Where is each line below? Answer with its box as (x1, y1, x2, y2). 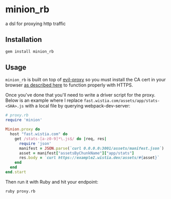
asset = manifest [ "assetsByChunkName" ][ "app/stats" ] (18, 150, 135, 156)
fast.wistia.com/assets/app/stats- (84, 98, 160, 103)
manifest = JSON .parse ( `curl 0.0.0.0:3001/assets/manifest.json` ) (18, 146, 164, 151)
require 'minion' (5, 118, 43, 123)
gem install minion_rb (5, 49, 54, 54)
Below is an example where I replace (5, 97, 83, 103)
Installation (5, 35, 42, 44)
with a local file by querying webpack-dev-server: (25, 103, 130, 109)
